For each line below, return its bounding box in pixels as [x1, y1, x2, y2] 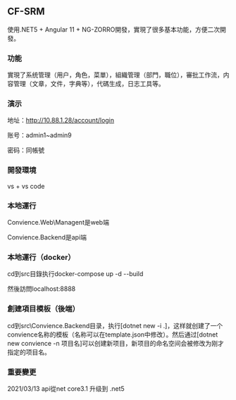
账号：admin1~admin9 [7, 131, 72, 139]
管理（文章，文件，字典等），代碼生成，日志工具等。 [13, 80, 165, 88]
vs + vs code [7, 182, 45, 190]
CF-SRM [7, 6, 45, 18]
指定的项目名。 [7, 348, 51, 356]
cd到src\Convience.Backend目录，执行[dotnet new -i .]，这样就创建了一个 [7, 321, 223, 330]
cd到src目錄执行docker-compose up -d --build [7, 270, 144, 278]
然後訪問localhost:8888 [7, 285, 76, 293]
